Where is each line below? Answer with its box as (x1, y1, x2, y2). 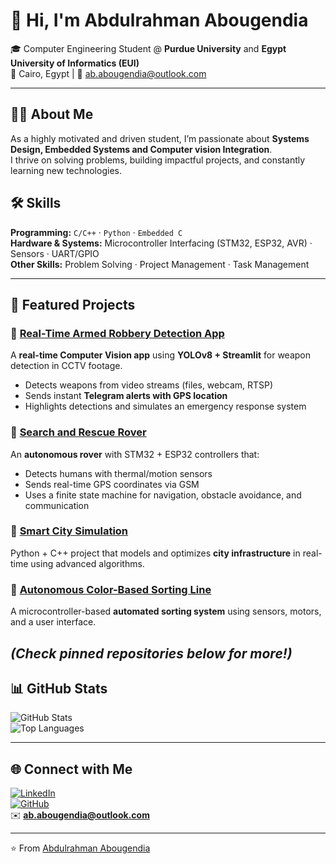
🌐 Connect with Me (10, 760, 133, 778)
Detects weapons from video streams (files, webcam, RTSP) (24, 379, 274, 391)
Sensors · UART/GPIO (10, 247, 100, 259)
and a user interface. (10, 616, 97, 628)
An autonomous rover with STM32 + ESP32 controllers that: (10, 448, 260, 460)
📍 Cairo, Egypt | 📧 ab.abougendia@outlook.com (10, 67, 207, 79)
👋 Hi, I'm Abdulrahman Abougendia (10, 9, 309, 32)
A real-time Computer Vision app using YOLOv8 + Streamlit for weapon (10, 349, 311, 361)
